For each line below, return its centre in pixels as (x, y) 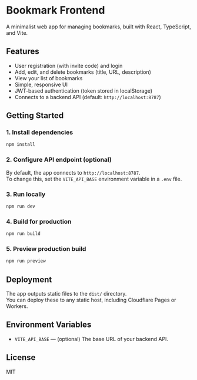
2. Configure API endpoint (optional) (59, 160)
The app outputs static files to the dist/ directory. (66, 293)
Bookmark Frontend (56, 10)
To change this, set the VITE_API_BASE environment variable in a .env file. (94, 179)
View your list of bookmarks (49, 78)
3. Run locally (26, 194)
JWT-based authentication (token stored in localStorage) (84, 91)
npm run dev (21, 206)
